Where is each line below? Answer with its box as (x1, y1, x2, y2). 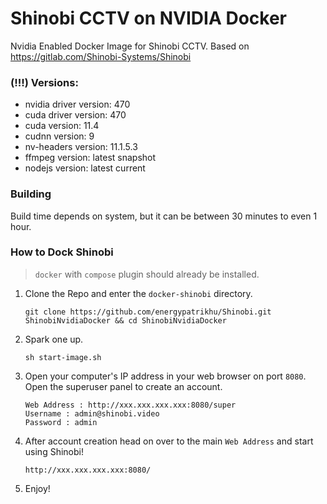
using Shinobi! (24, 445, 84, 457)
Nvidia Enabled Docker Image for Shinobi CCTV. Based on (10, 40, 250, 52)
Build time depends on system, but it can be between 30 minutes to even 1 (10, 210, 318, 222)
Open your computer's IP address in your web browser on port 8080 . (24, 370, 307, 382)
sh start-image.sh (24, 352, 102, 362)
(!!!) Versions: (10, 75, 79, 89)
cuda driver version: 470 (24, 109, 127, 121)
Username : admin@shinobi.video (24, 408, 160, 419)
